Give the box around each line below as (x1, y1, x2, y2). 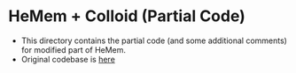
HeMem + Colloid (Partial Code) (8, 6, 245, 26)
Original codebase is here (20, 54, 116, 64)
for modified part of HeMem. (20, 44, 126, 55)
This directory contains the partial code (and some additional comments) (20, 35, 287, 46)
